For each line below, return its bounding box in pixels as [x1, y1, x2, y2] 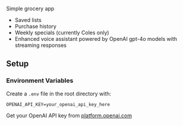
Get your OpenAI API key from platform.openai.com [6, 112, 132, 119]
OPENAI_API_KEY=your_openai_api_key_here [6, 101, 111, 107]
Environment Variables [6, 76, 74, 85]
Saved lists [14, 17, 42, 23]
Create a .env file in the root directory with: [6, 90, 112, 97]
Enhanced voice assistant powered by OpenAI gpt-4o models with [14, 36, 177, 42]
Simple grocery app [6, 5, 55, 12]
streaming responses [14, 41, 67, 49]
